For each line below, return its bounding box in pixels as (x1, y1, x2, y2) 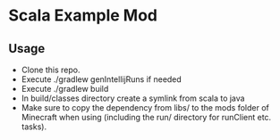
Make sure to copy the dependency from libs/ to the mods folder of (21, 103, 269, 112)
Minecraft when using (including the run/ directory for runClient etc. (21, 112, 272, 122)
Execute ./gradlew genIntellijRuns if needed (21, 74, 182, 85)
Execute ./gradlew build (21, 84, 109, 94)
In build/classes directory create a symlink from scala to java (21, 93, 245, 103)
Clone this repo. (21, 64, 81, 75)
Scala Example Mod (8, 5, 158, 26)
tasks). (21, 121, 47, 132)
